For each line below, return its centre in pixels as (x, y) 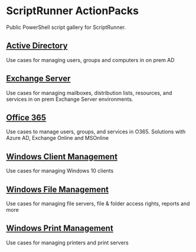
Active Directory (37, 46)
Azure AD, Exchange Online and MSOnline (58, 138)
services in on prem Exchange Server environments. (70, 99)
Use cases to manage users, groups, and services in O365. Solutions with (96, 132)
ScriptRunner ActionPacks (72, 11)
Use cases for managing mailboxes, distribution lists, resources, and (89, 93)
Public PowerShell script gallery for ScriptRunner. (66, 27)
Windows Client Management (62, 157)
